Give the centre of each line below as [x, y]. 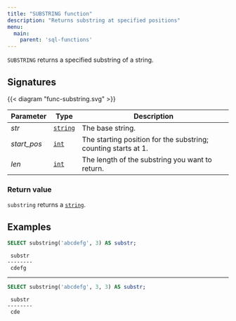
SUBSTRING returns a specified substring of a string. [80, 60]
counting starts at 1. [115, 148]
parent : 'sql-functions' [56, 40]
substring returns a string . [47, 205]
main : [22, 33]
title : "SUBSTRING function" [50, 14]
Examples [29, 227]
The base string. [109, 128]
